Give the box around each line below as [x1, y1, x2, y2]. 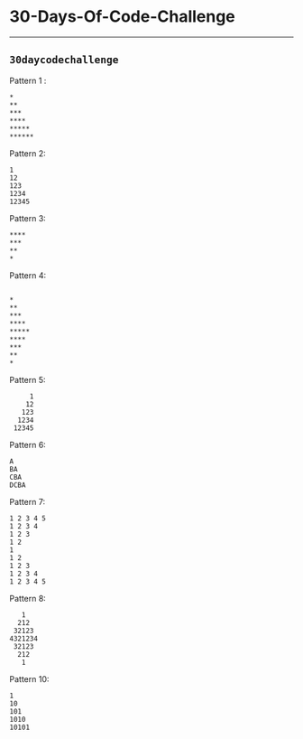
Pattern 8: [9, 593, 47, 603]
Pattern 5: [9, 374, 47, 385]
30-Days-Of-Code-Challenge [9, 6, 236, 27]
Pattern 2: [9, 147, 47, 159]
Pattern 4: [9, 269, 47, 281]
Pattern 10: [9, 673, 50, 684]
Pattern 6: [9, 439, 47, 450]
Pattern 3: [9, 212, 47, 223]
